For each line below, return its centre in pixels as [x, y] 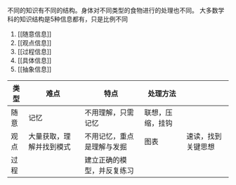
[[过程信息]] [34, 52]
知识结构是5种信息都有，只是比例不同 [74, 19]
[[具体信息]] [34, 60]
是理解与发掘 [105, 147]
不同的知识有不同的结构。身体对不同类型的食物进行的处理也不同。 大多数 [113, 10]
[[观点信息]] [34, 43]
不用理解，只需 [109, 113]
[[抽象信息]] [34, 69]
